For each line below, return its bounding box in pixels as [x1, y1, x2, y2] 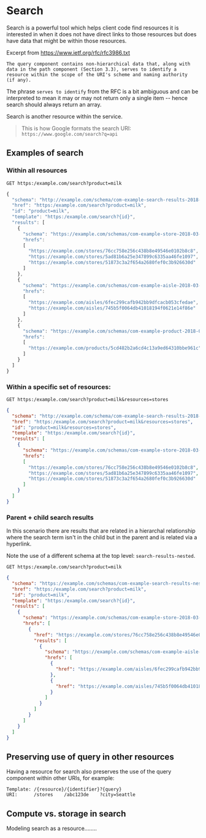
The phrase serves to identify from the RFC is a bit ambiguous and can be [6, 87, 199, 95]
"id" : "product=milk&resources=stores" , [12, 425, 116, 431]
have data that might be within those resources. [6, 37, 127, 44]
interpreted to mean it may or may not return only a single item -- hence [6, 94, 188, 101]
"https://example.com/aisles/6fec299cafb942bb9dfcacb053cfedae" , [28, 299, 199, 306]
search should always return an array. [6, 101, 102, 108]
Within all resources [6, 166, 67, 175]
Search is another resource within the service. [6, 112, 123, 120]
